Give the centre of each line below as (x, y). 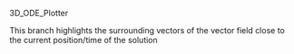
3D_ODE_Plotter (39, 13)
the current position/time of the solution (84, 40)
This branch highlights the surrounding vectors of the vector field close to (147, 30)
